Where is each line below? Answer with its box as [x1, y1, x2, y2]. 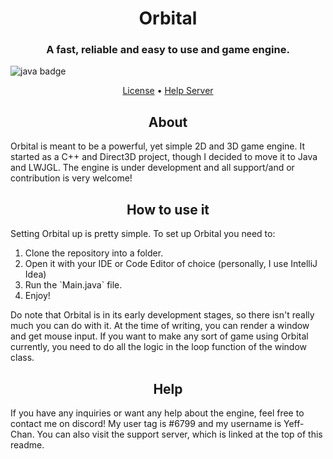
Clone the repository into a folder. [24, 247, 164, 259]
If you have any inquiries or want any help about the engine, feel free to [10, 407, 305, 419]
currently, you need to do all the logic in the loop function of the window [10, 341, 308, 353]
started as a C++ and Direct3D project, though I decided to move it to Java [10, 151, 318, 163]
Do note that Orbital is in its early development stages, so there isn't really [10, 309, 315, 321]
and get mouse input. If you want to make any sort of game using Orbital [10, 330, 309, 342]
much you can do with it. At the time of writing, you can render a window [10, 320, 310, 332]
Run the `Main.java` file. [24, 279, 123, 291]
